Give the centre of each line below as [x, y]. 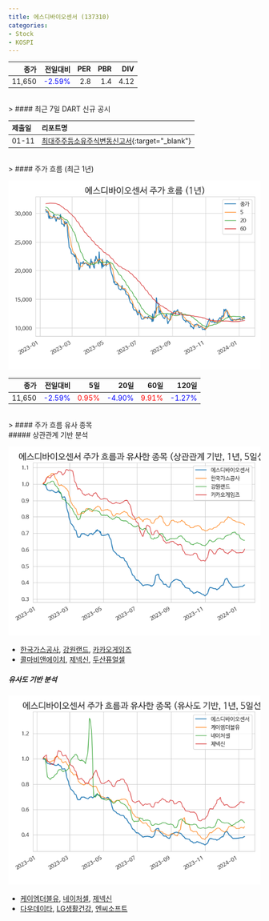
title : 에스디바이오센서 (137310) [59, 17]
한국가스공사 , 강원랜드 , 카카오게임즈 [76, 649]
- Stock [21, 34]
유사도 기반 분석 [33, 679]
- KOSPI [21, 42]
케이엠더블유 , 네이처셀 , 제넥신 [66, 898]
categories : [28, 25]
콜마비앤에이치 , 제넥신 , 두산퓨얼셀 [72, 659]
